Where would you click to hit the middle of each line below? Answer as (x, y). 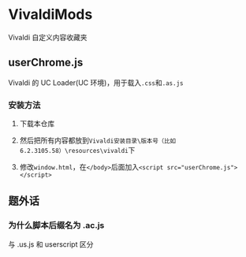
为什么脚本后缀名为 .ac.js (56, 225)
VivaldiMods (50, 15)
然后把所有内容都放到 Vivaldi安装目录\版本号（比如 (97, 140)
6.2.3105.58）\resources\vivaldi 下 (77, 151)
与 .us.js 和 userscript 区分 (51, 244)
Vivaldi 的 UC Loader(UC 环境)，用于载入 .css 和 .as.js (96, 82)
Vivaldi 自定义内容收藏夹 (48, 37)
